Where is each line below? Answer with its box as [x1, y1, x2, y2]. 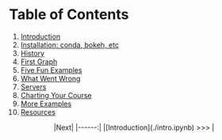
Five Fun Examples [20, 65, 82, 74]
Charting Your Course [20, 90, 92, 100]
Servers [20, 81, 47, 92]
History [20, 48, 45, 58]
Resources [20, 107, 56, 116]
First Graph [20, 57, 58, 66]
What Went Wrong [20, 74, 81, 83]
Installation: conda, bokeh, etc [20, 40, 120, 49]
